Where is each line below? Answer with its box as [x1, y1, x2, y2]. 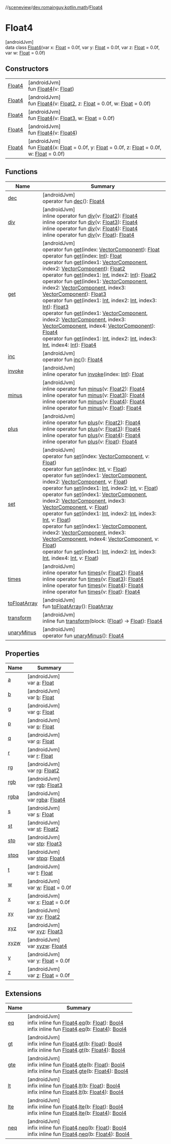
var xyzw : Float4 [27, 942, 67, 950]
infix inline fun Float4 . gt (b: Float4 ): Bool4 [27, 1047, 126, 1054]
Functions [5, 167, 38, 176]
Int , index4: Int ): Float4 [42, 341, 97, 348]
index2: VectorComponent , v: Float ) [42, 478, 128, 485]
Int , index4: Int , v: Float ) [42, 554, 99, 561]
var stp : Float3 [27, 840, 62, 847]
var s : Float [27, 811, 54, 818]
